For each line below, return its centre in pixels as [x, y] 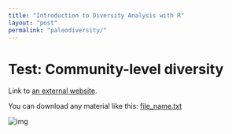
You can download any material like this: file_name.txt [95, 106]
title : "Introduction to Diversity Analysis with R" [96, 15]
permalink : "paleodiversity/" [58, 30]
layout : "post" [33, 23]
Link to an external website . [53, 91]
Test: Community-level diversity [116, 69]
